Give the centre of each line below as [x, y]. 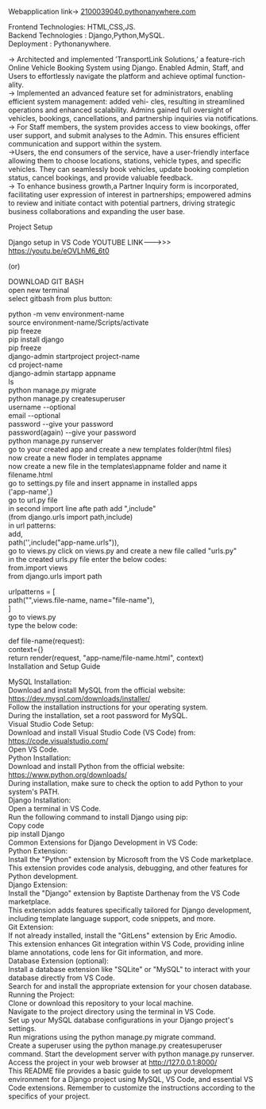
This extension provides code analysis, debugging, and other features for [128, 868]
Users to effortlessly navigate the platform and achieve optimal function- [127, 76]
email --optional [35, 416]
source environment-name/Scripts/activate [79, 322]
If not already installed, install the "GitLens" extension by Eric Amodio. [123, 935]
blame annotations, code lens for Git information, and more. [106, 952]
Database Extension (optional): [59, 961]
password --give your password [61, 424]
